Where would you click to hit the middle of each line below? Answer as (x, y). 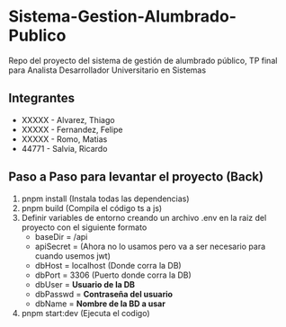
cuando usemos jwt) (73, 256)
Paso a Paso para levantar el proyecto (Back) (136, 177)
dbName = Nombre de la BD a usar (100, 304)
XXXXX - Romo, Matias (64, 139)
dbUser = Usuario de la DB (85, 284)
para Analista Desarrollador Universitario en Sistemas (107, 70)
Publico (37, 35)
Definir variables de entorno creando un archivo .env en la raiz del (144, 217)
